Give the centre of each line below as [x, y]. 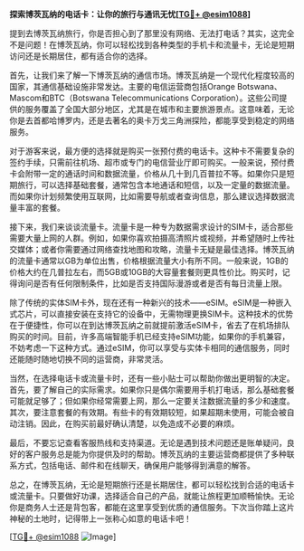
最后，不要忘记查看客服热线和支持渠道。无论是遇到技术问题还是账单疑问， [148, 443]
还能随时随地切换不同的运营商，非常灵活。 [89, 359]
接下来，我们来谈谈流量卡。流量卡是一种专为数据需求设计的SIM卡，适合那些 [152, 227]
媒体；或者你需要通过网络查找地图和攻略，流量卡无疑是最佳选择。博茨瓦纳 [156, 249]
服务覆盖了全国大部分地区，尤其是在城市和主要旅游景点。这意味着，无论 [160, 109]
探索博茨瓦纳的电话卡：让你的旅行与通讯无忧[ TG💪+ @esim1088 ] [130, 14]
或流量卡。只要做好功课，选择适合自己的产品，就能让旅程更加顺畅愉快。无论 [152, 496]
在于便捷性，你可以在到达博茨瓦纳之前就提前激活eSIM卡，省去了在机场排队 [150, 325]
